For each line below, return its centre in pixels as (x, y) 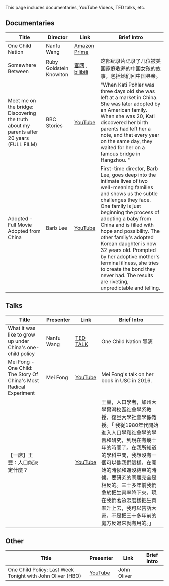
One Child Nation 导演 (127, 341)
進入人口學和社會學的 (126, 432)
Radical (17, 387)
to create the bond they (128, 269)
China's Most (23, 380)
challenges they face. (126, 200)
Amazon (84, 46)
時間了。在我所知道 (134, 447)
